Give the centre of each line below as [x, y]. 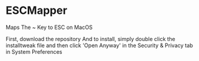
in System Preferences [34, 51]
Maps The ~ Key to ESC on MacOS [49, 27]
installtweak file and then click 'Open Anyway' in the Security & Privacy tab [99, 45]
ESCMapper [36, 11]
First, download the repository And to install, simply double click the [90, 39]
